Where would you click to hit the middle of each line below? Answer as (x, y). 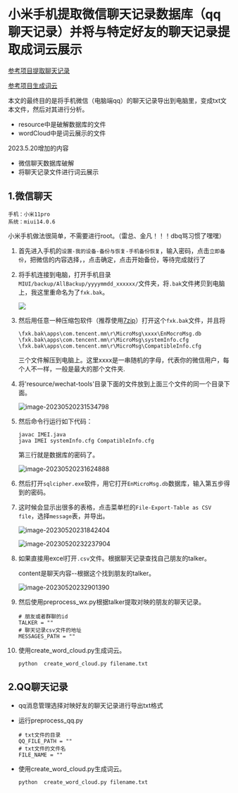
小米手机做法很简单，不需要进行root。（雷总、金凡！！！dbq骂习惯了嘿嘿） (117, 235)
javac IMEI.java (42, 434)
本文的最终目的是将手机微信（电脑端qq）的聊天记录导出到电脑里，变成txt (114, 100)
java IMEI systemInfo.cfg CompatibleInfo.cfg (86, 441)
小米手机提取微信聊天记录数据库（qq (114, 14)
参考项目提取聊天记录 (39, 70)
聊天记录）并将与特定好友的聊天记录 (113, 32)
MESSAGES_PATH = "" (47, 636)
